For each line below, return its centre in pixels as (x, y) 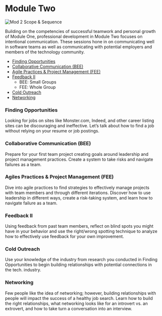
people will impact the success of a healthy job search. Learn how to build (79, 298)
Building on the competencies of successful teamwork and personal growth (81, 31)
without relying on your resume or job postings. (52, 131)
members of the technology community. (45, 52)
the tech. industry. (23, 270)
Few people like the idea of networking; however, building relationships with (81, 293)
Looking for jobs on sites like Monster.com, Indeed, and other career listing (80, 121)
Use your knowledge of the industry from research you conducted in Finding (81, 260)
